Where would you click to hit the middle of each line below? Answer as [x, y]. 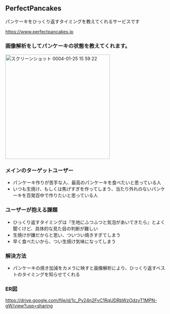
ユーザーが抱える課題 [31, 210]
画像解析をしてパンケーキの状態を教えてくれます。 [68, 46]
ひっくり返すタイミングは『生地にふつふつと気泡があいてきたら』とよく [89, 222]
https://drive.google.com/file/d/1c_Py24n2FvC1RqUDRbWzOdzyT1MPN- [81, 300]
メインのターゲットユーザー [39, 171]
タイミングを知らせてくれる [51, 274]
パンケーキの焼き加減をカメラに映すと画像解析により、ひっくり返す [84, 268]
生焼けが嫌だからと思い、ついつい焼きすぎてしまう [67, 235]
